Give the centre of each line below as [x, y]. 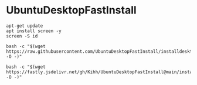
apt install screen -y [34, 31]
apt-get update [25, 26]
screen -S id [22, 36]
